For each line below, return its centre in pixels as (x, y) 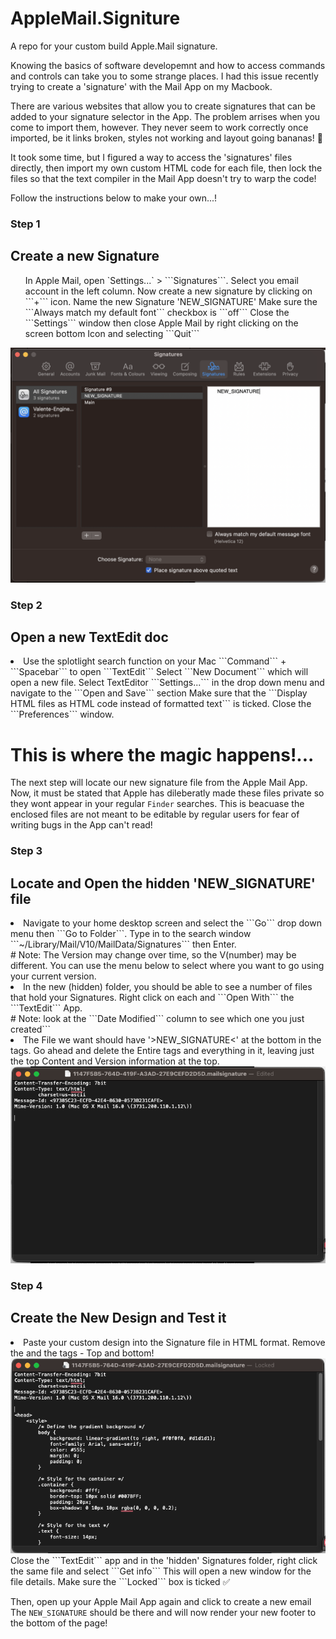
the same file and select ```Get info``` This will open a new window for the (161, 1571)
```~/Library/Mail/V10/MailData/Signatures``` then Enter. (123, 944)
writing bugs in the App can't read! (81, 825)
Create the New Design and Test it (118, 1318)
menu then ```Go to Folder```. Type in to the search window (131, 934)
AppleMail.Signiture (95, 18)
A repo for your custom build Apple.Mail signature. (114, 46)
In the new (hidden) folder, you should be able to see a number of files (168, 987)
